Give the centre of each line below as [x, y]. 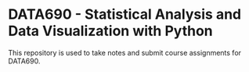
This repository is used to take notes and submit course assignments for [125, 52]
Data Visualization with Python [110, 31]
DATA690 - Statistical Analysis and [125, 14]
